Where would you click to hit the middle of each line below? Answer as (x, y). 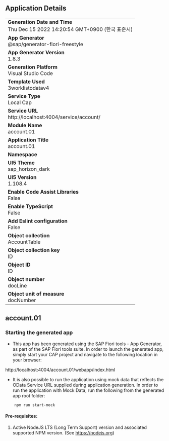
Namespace (23, 154)
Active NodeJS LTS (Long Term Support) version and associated (80, 427)
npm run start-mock (35, 405)
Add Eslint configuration (38, 221)
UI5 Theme (21, 163)
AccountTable (24, 242)
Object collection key (34, 250)
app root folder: (29, 395)
